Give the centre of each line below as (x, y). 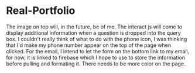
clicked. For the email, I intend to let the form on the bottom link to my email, (98, 51)
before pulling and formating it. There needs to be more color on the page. (96, 63)
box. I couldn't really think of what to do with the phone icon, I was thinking (97, 39)
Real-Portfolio (41, 11)
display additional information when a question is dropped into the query (94, 32)
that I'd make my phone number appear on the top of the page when (89, 45)
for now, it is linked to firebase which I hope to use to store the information (96, 57)
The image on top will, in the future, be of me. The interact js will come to (94, 27)
